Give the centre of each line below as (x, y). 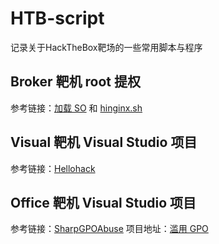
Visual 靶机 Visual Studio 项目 (104, 142)
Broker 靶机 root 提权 (75, 82)
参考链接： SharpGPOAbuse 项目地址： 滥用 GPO (109, 229)
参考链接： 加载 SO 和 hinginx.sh (76, 108)
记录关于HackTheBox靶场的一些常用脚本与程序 (106, 47)
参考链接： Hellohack (53, 168)
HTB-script (57, 18)
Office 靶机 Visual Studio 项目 (103, 202)
